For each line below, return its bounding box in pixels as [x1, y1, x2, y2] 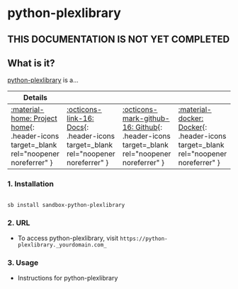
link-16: [67, 113, 94, 123]
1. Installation [7, 179, 55, 189]
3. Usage [7, 257, 39, 267]
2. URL [7, 217, 30, 227]
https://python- [120, 235, 168, 242]
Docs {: [67, 123, 89, 132]
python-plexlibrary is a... [7, 76, 79, 84]
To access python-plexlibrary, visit [17, 234, 119, 242]
